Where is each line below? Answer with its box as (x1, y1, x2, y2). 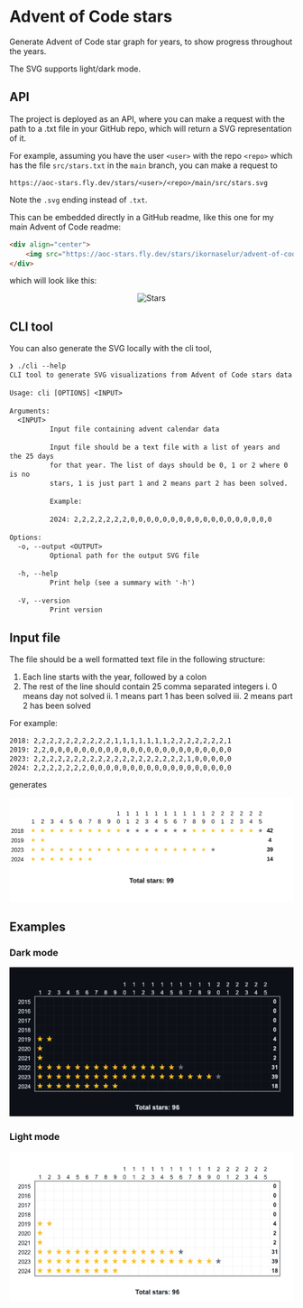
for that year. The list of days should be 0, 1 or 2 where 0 (49, 461, 289, 471)
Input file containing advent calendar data (49, 425, 220, 434)
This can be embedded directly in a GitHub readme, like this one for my (9, 211, 274, 222)
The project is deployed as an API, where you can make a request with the (9, 113, 286, 124)
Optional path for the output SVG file (49, 551, 200, 561)
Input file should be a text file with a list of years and (49, 443, 280, 453)
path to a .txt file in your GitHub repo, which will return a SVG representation (9, 123, 292, 134)
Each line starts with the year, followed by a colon (22, 671, 207, 682)
